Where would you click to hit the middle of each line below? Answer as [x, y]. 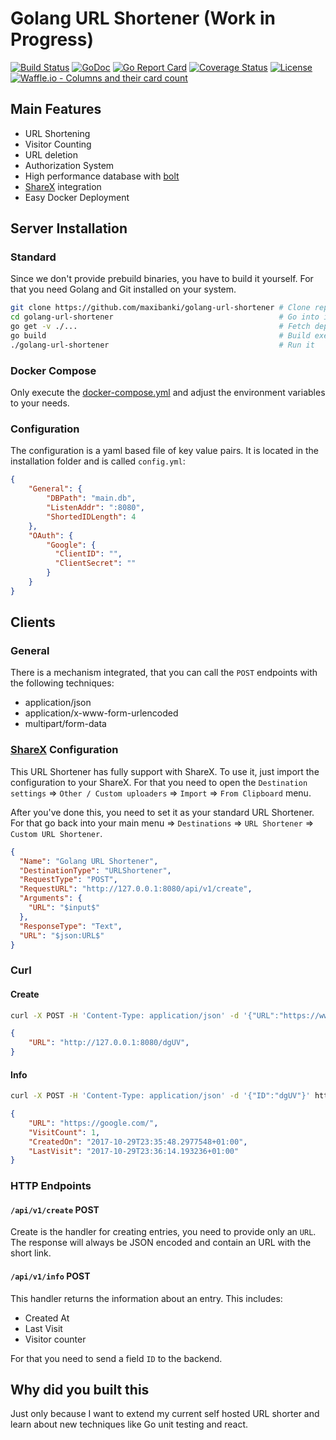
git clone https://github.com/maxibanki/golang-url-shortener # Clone [160, 308]
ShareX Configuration [64, 750]
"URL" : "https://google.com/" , [93, 1123]
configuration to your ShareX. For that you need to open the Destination [159, 782]
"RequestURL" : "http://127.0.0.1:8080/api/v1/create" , [136, 889]
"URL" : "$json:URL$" [62, 935]
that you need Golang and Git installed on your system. [123, 289]
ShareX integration [63, 186]
